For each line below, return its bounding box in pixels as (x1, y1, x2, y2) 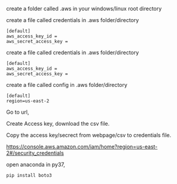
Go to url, (6, 108, 29, 116)
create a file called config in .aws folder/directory (6, 82, 127, 88)
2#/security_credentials (6, 149, 64, 157)
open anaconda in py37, (6, 161, 65, 168)
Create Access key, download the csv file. (6, 120, 110, 127)
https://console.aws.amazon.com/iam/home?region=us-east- (6, 143, 158, 150)
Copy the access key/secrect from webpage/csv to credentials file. (6, 132, 172, 139)
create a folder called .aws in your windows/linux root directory (6, 5, 162, 12)
